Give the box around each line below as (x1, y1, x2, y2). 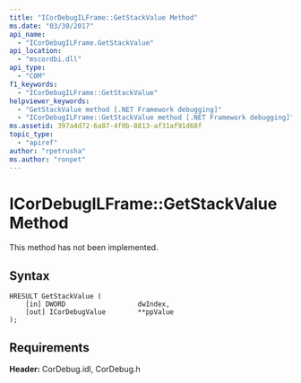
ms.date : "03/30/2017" (9, 22, 94, 30)
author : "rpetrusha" (9, 146, 87, 155)
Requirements (9, 340, 90, 355)
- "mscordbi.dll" (17, 55, 82, 64)
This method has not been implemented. (9, 242, 159, 253)
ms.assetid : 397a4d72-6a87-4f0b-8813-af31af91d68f (9, 122, 202, 131)
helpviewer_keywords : (9, 96, 90, 106)
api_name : (9, 30, 47, 39)
